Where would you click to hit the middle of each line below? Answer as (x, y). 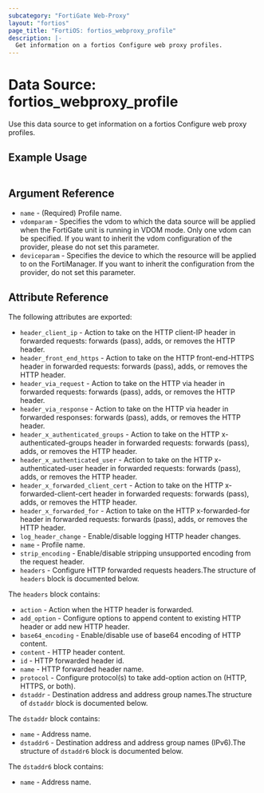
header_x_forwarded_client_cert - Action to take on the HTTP (121, 485)
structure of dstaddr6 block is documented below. (101, 751)
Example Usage (48, 158)
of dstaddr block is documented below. (84, 703)
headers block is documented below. (79, 578)
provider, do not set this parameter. (77, 272)
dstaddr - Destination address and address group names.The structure (136, 694)
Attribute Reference (59, 298)
